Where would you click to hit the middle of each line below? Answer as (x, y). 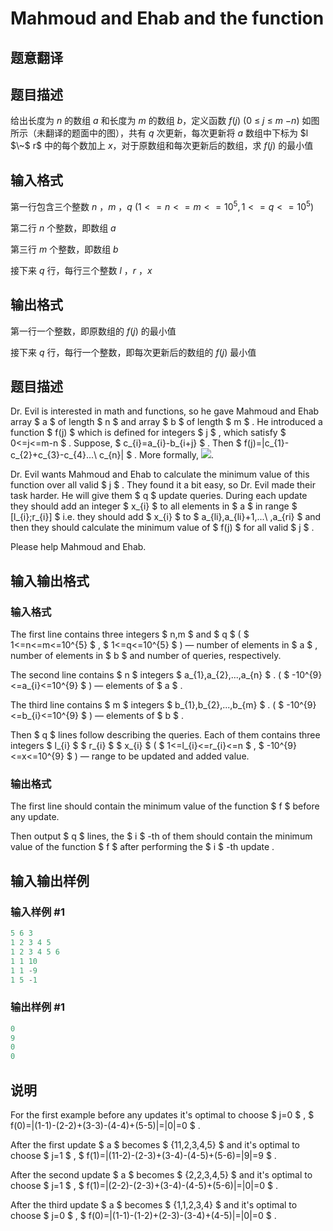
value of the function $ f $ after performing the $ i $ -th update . (142, 847)
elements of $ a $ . (144, 686)
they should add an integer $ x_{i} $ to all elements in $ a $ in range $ (154, 506)
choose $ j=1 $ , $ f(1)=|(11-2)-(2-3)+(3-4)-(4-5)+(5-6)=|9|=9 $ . (143, 1156)
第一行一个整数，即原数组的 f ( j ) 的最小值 (93, 331)
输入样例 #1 (37, 912)
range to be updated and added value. (170, 756)
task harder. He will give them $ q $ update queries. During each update (159, 496)
